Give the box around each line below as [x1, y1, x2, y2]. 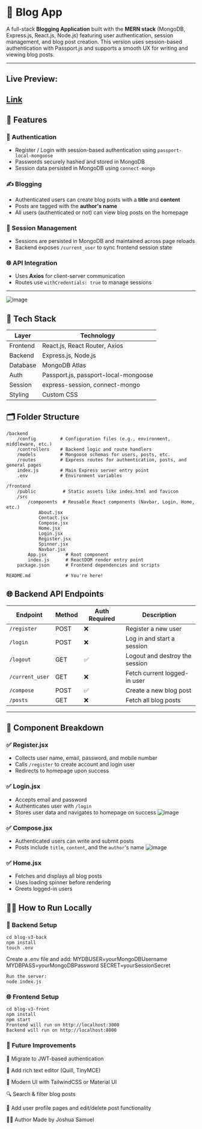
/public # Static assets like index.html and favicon [17, 488, 179, 494]
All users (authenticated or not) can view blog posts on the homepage [14, 209, 188, 216]
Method [55, 611, 78, 619]
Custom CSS [41, 390, 78, 399]
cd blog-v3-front [6, 1006, 50, 1012]
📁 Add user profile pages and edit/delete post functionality [6, 1104, 151, 1112]
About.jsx [38, 509, 63, 515]
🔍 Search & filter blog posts [6, 1090, 76, 1097]
